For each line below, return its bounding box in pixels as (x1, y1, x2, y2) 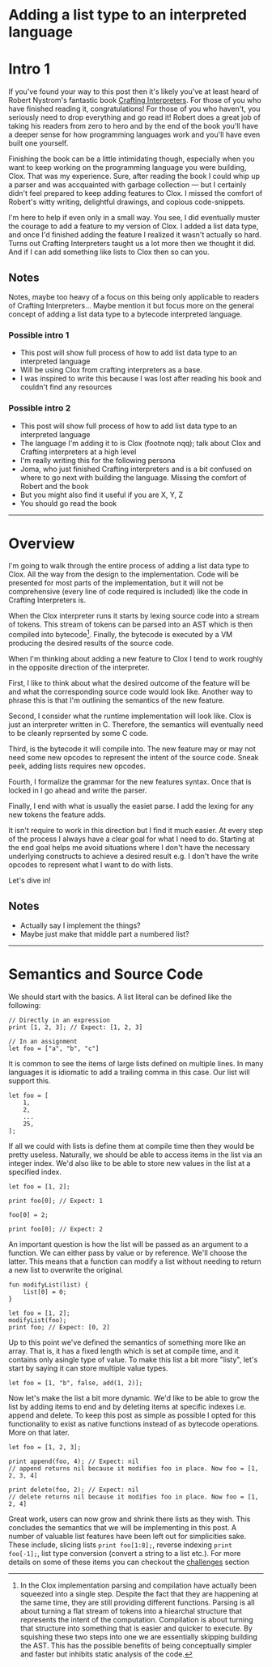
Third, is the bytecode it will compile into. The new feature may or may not (8, 744, 257, 754)
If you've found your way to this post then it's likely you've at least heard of (8, 87, 259, 96)
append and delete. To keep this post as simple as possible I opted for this (8, 1410, 257, 1420)
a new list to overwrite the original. (8, 1265, 124, 1274)
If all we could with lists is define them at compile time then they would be (8, 1141, 255, 1150)
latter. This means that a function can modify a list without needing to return (8, 1257, 261, 1266)
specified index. (8, 1167, 62, 1176)
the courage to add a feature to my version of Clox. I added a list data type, (8, 221, 259, 232)
